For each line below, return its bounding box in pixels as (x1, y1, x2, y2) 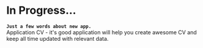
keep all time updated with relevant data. (6, 35, 109, 42)
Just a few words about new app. (6, 23, 92, 29)
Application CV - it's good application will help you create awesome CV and (6, 28, 197, 36)
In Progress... (6, 4, 76, 17)
